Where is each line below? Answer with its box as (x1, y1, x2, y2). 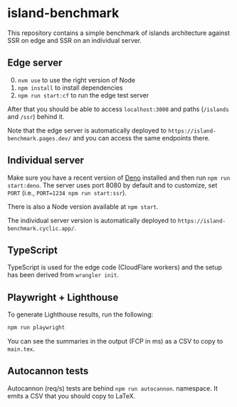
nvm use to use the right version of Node (17, 76, 136, 84)
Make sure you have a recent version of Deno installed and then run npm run (7, 173, 231, 182)
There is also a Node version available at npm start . (7, 202, 159, 211)
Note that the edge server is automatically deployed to (7, 126, 167, 135)
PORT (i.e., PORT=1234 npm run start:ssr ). (7, 188, 127, 197)
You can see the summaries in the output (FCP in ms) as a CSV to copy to (7, 337, 223, 346)
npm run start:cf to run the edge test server (17, 91, 149, 99)
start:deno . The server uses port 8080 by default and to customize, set (7, 180, 218, 190)
